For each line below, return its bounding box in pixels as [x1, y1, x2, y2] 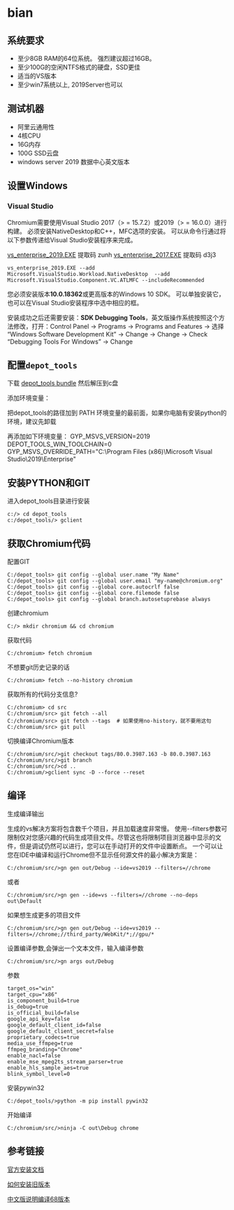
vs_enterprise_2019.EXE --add [7, 264, 96, 272]
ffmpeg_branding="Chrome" [7, 1046, 82, 1053]
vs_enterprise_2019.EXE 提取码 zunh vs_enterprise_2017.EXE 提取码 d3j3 [7, 250, 217, 259]
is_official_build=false [7, 1009, 80, 1017]
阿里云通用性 [17, 122, 54, 131]
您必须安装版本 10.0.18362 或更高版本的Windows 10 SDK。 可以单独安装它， [7, 290, 225, 298]
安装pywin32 [7, 1084, 45, 1092]
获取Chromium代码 [7, 538, 91, 549]
